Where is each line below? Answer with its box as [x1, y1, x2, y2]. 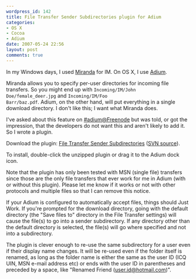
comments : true [6, 52, 43, 58]
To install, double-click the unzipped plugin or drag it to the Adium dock [6, 151, 180, 158]
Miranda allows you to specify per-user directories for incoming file [6, 80, 169, 87]
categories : [6, 19, 35, 25]
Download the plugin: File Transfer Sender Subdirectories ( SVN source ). [6, 139, 180, 147]
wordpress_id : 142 [6, 8, 51, 15]
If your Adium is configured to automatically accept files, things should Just [6, 199, 189, 206]
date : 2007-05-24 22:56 [6, 42, 65, 47]
